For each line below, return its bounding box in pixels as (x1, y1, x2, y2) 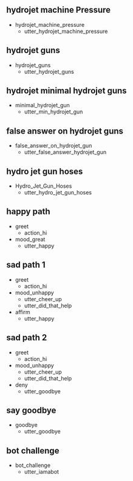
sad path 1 (6, 260, 46, 270)
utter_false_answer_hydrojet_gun (24, 149, 107, 156)
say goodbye (6, 405, 56, 415)
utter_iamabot (24, 468, 60, 476)
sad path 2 (6, 332, 47, 343)
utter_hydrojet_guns (24, 68, 74, 75)
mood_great (15, 235, 46, 243)
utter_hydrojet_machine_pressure (24, 27, 108, 35)
